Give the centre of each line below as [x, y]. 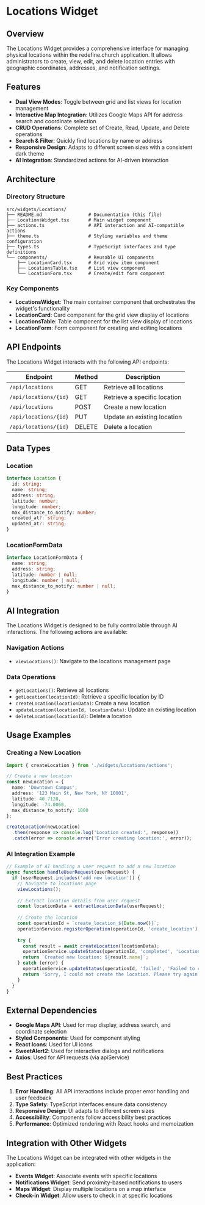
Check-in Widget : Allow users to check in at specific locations [94, 1195]
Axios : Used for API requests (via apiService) [72, 1057]
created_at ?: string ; [39, 518]
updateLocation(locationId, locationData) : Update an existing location [106, 710]
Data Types [28, 448]
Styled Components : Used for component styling [77, 1038]
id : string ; [27, 484]
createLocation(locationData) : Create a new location [82, 703]
